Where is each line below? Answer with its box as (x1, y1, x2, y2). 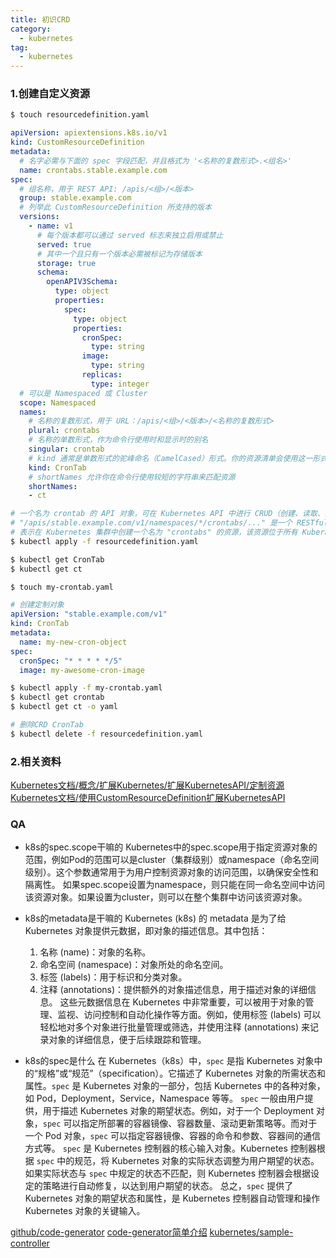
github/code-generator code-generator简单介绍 (10, 1226, 208, 1238)
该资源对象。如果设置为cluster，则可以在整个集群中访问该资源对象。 (24, 891, 308, 903)
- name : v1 (28, 221, 74, 231)
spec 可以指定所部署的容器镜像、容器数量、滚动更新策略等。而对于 (42, 1117, 318, 1130)
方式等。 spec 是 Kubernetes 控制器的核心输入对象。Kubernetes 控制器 (24, 1142, 317, 1155)
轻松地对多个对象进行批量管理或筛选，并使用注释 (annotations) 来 (39, 1021, 311, 1033)
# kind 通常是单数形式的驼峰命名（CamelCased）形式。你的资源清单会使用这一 (28, 453, 313, 463)
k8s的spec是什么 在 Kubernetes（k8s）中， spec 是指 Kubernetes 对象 (24, 1055, 315, 1067)
